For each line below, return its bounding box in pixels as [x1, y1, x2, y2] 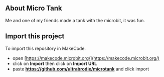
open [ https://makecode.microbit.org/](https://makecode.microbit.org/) [12, 55, 159, 61]
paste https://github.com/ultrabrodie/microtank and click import [12, 65, 149, 72]
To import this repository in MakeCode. [5, 45, 86, 51]
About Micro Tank [5, 4, 62, 13]
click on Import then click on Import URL [12, 60, 97, 66]
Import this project [5, 32, 65, 41]
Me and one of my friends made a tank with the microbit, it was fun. [5, 17, 145, 23]
